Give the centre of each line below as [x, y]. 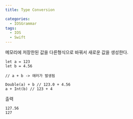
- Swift [18, 37]
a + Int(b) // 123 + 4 [29, 89]
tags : [11, 28]
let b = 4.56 [19, 66]
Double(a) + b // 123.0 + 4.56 [38, 84]
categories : [18, 19]
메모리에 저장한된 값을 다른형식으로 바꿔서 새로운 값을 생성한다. [67, 52]
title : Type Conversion [30, 10]
